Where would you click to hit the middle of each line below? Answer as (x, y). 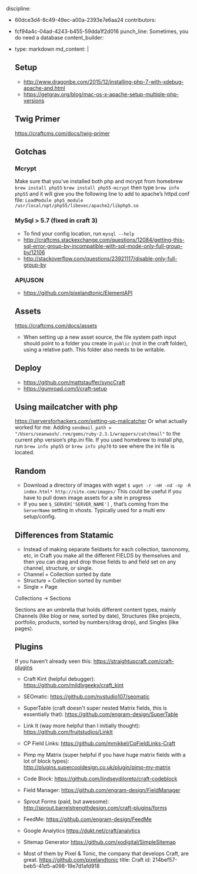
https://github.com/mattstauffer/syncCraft (74, 382)
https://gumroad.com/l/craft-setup (65, 388)
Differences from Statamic (64, 535)
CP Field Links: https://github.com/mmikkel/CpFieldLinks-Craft (99, 743)
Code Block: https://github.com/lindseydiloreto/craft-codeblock (100, 779)
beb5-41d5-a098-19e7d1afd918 (61, 866)
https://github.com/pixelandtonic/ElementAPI (78, 293)
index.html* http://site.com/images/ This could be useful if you (102, 492)
